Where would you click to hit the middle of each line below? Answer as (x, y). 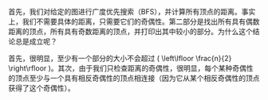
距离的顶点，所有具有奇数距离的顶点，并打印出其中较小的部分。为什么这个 (130, 31)
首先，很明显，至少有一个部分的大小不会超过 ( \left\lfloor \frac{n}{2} (120, 58)
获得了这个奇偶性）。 (41, 88)
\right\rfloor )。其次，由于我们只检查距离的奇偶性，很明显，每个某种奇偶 (128, 68)
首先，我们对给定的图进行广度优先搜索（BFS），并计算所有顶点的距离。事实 (132, 12)
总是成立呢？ (36, 41)
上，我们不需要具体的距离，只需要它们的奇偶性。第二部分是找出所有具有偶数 (134, 21)
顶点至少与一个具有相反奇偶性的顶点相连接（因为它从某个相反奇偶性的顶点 (137, 78)
